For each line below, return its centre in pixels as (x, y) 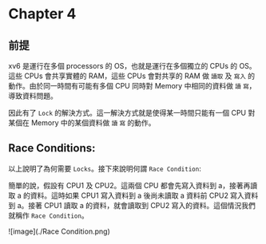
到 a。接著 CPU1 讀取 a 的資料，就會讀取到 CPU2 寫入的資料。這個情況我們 (132, 205)
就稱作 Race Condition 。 (49, 215)
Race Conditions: (52, 148)
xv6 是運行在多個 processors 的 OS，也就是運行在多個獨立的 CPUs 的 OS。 (133, 66)
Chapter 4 (42, 14)
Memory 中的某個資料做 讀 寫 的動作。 (93, 123)
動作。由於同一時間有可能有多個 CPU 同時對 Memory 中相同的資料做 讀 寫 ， (132, 86)
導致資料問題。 (33, 96)
